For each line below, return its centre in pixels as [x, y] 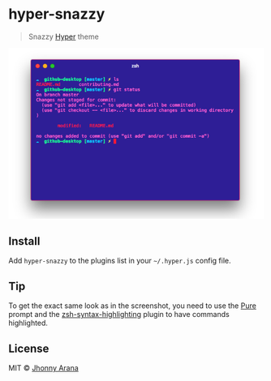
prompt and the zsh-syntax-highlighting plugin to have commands [119, 315]
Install [24, 241]
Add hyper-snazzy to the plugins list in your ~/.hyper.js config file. [120, 261]
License [29, 348]
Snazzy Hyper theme [63, 36]
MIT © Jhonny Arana [43, 368]
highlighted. [28, 323]
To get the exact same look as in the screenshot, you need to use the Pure [133, 306]
